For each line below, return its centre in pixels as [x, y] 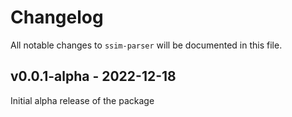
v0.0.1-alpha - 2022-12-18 [93, 76]
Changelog [57, 17]
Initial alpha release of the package [82, 100]
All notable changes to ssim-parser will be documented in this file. [146, 45]
